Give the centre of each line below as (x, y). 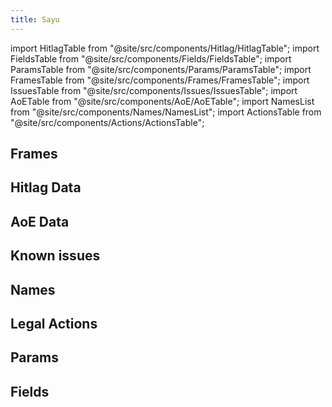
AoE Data (40, 221)
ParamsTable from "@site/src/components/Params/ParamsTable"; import (161, 69)
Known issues (55, 256)
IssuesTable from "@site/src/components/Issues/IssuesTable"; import (154, 90)
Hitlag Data (46, 187)
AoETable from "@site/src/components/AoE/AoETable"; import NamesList (162, 101)
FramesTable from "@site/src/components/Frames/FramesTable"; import (160, 80)
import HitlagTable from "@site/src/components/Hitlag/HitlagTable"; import (165, 48)
